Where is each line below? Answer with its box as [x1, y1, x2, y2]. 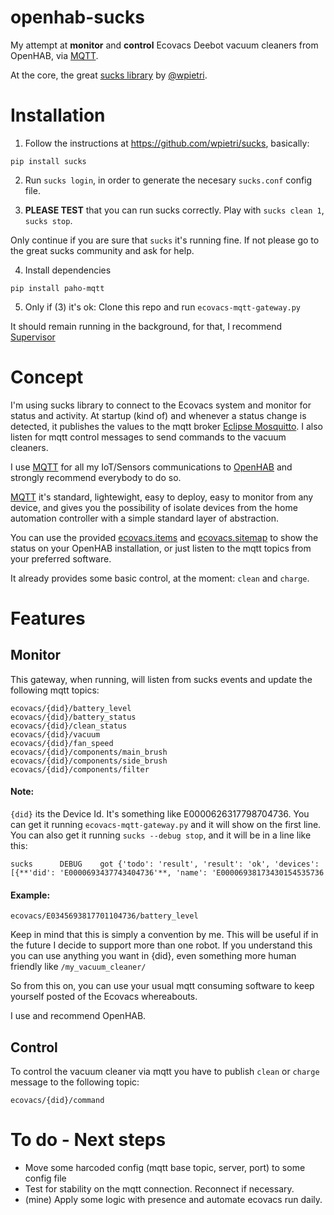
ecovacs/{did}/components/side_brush [10, 756, 168, 766]
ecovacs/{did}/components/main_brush [10, 747, 168, 757]
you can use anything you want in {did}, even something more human [10, 950, 297, 962]
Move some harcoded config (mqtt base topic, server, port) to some [24, 1161, 306, 1173]
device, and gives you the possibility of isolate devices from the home [10, 501, 298, 513]
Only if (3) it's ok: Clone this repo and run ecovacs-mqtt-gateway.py [24, 301, 302, 313]
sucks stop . [24, 214, 73, 226]
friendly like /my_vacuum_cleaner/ [10, 961, 147, 973]
